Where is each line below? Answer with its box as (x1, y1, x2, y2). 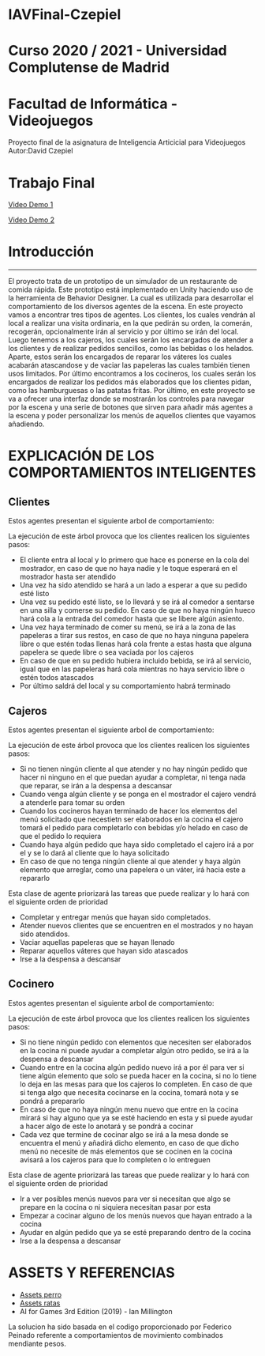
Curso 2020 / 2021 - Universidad (8, 42, 227, 60)
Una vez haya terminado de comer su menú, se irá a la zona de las (19, 622, 237, 632)
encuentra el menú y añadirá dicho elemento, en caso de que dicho (19, 1138, 239, 1147)
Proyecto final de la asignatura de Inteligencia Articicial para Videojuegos (8, 138, 246, 147)
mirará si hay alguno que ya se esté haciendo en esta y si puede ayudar (19, 1112, 253, 1122)
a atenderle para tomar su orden (19, 798, 125, 807)
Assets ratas (19, 1298, 61, 1308)
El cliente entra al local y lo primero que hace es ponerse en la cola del (19, 555, 250, 565)
